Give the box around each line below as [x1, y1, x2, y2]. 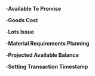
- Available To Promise [5, 5, 62, 12]
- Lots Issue [5, 28, 34, 35]
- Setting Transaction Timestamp [5, 63, 88, 70]
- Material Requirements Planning [5, 40, 90, 47]
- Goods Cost [5, 17, 38, 23]
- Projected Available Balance [5, 51, 79, 59]
